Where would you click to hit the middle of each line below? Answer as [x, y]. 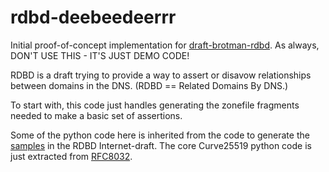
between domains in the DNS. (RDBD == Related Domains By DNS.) [149, 85]
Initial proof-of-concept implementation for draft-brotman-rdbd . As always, [165, 45]
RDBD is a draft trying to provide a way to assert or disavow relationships [161, 75]
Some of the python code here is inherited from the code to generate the [160, 135]
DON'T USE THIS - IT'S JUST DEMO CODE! [100, 55]
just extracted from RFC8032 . [71, 156]
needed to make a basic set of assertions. [96, 115]
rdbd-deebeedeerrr [93, 17]
